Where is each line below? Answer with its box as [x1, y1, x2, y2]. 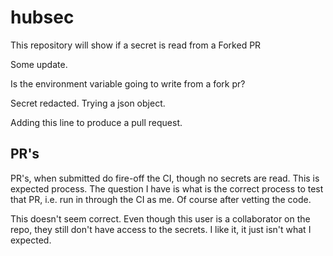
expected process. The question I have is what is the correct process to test [10, 182, 324, 195]
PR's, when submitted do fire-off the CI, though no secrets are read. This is [10, 172, 320, 184]
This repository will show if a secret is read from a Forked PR [10, 39, 262, 51]
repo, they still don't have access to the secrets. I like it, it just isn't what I [10, 223, 312, 235]
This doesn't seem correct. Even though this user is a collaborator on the [10, 212, 311, 225]
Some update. [10, 58, 68, 70]
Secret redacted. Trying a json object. [10, 97, 166, 109]
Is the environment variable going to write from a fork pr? [10, 77, 246, 90]
